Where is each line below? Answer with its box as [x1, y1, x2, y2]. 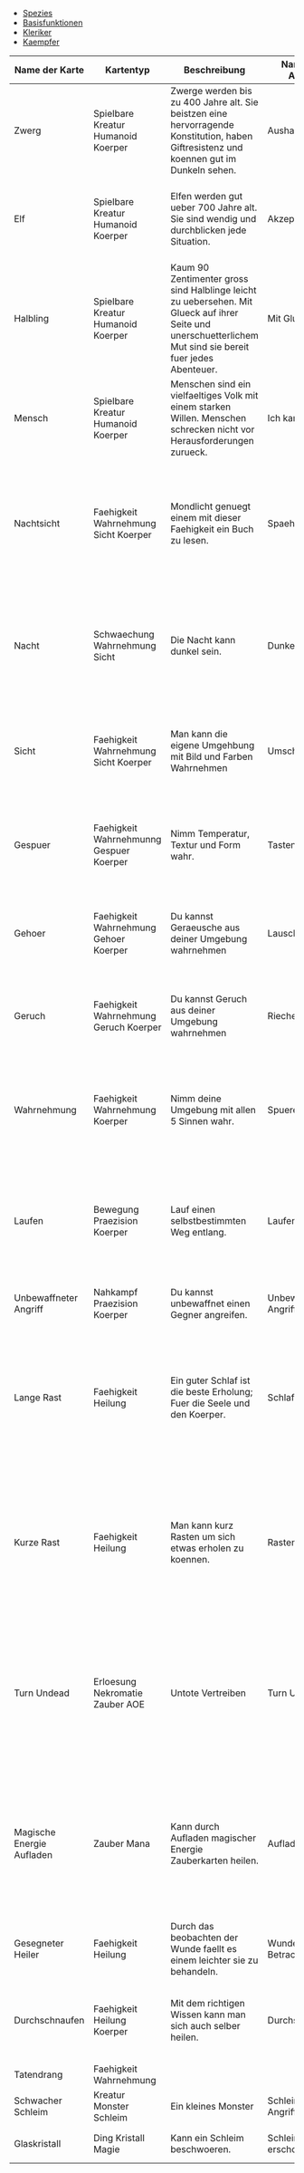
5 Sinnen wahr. [170, 1115, 235, 1127]
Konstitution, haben [170, 130, 253, 142]
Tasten [267, 839, 297, 851]
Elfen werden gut [170, 190, 242, 202]
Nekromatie [93, 1687, 143, 1699]
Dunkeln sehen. [170, 164, 237, 176]
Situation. [170, 236, 211, 247]
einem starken [170, 400, 232, 413]
